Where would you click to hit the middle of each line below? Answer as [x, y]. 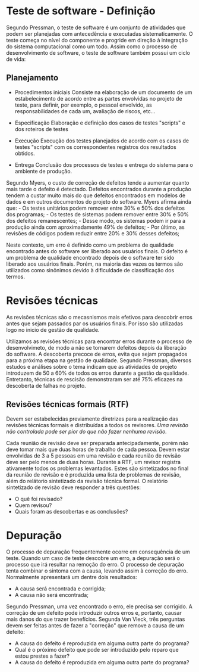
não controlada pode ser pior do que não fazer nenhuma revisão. [87, 431]
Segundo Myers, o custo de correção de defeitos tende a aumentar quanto [98, 182]
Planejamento [32, 78]
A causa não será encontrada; [52, 595]
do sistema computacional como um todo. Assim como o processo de [91, 46]
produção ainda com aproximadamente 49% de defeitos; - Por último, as [96, 227]
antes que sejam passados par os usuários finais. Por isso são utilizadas [94, 323]
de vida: [16, 59]
